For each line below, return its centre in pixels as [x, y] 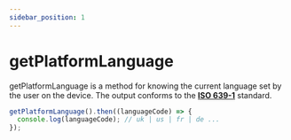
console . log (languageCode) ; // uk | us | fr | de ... [118, 120]
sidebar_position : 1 [47, 17]
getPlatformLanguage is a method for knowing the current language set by [145, 86]
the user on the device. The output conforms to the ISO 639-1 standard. [141, 95]
